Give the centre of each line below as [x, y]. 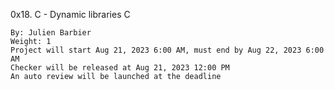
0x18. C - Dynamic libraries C [70, 14]
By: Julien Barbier [51, 33]
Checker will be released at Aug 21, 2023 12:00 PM [120, 68]
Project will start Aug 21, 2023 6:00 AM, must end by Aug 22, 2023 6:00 [167, 50]
